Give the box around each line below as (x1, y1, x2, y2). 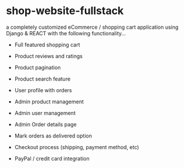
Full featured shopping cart (14, 41, 80, 48)
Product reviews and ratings (14, 52, 83, 59)
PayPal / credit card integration (14, 154, 90, 162)
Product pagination (14, 63, 61, 71)
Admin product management (14, 98, 84, 105)
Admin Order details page (14, 120, 77, 127)
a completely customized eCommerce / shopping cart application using (6, 23, 179, 31)
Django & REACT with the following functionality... (6, 29, 126, 36)
